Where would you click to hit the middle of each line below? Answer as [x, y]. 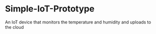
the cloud [15, 27]
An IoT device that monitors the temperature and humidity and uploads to [78, 22]
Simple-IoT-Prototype [50, 9]
